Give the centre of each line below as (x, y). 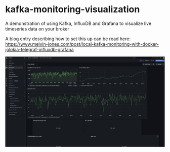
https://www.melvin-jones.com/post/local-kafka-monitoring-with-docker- (82, 44)
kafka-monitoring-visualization (73, 9)
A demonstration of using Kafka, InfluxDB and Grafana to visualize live (78, 23)
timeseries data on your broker (37, 28)
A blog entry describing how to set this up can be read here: (68, 39)
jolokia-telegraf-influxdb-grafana (40, 49)
